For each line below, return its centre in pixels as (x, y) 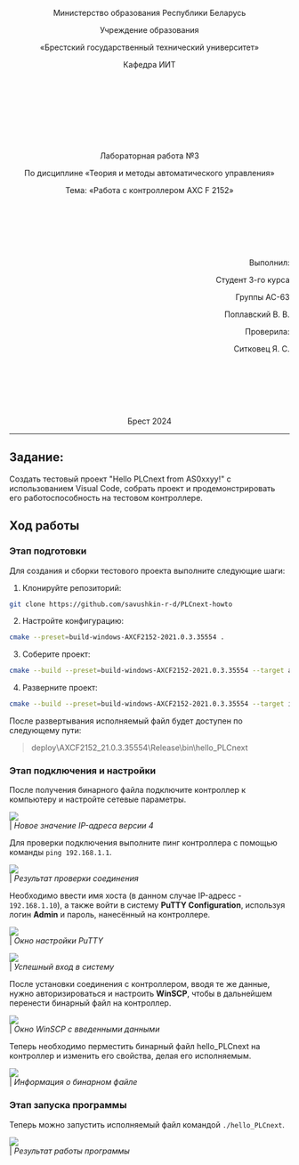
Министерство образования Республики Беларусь (149, 13)
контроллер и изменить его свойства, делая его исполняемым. (130, 1056)
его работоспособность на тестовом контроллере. (106, 498)
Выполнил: (269, 263)
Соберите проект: (56, 654)
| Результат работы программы (70, 1151)
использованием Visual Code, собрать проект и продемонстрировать (142, 488)
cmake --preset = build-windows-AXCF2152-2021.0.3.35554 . (117, 637)
